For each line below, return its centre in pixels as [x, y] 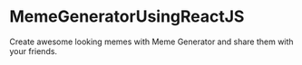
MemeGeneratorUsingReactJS [127, 17]
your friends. [33, 51]
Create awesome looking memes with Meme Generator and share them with [151, 42]
